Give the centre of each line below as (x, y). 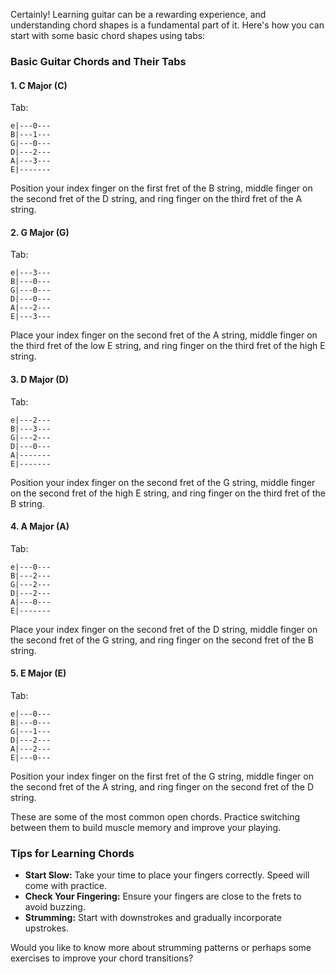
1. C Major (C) (39, 85)
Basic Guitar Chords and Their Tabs (98, 61)
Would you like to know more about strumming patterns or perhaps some (161, 948)
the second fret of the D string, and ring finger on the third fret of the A (156, 199)
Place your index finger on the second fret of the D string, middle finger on (164, 629)
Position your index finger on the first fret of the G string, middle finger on (162, 776)
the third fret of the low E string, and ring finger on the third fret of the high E (168, 346)
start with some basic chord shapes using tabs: (108, 35)
